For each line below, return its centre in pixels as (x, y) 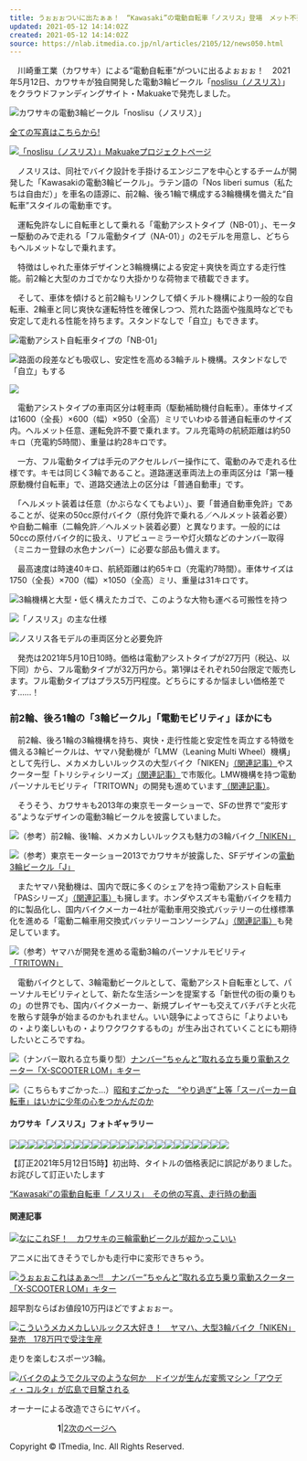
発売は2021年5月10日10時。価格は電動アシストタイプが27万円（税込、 (149, 658)
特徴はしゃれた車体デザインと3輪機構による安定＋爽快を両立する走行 (148, 267)
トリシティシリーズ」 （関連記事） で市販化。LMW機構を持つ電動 (177, 774)
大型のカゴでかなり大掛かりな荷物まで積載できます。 (154, 279)
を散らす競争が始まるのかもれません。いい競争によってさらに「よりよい (145, 1017)
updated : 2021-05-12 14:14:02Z (69, 27)
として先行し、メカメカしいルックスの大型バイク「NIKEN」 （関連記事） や (148, 762)
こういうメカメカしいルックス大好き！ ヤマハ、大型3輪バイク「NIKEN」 (157, 1328)
